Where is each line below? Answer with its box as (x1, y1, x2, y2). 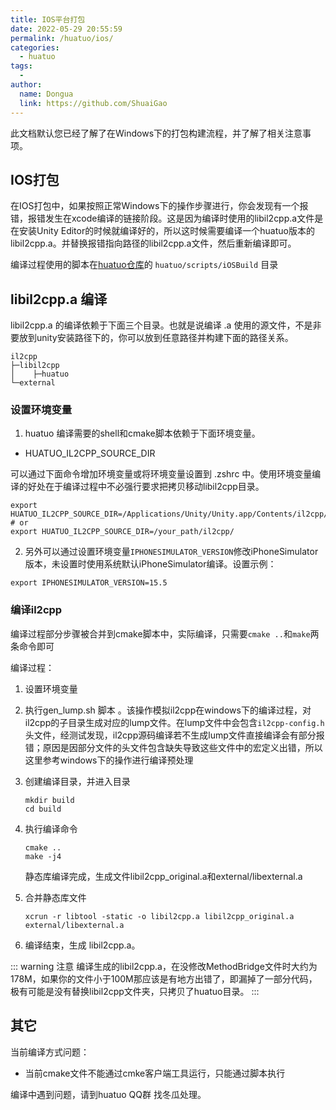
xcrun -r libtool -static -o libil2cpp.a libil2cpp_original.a (24, 911, 295, 921)
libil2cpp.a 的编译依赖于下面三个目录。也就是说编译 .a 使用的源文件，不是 (10, 319, 313, 331)
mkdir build (24, 795, 75, 805)
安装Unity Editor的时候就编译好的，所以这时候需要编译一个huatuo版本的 (18, 225, 315, 237)
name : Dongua (19, 89, 74, 99)
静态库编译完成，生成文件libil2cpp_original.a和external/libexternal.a (24, 870, 303, 882)
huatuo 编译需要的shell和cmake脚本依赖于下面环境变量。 (24, 427, 261, 440)
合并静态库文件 (24, 891, 87, 903)
